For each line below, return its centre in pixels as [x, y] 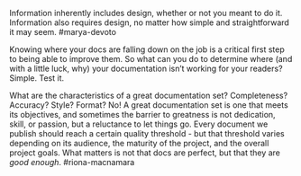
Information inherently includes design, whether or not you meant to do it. [146, 13]
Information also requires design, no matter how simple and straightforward [150, 22]
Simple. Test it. [37, 78]
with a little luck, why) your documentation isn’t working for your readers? [146, 68]
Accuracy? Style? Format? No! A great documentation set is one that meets [149, 105]
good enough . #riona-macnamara [72, 162]
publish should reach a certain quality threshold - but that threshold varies [147, 133]
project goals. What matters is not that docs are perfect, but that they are [145, 153]
